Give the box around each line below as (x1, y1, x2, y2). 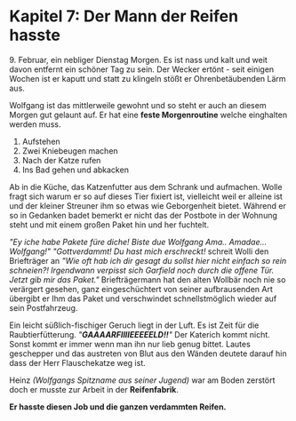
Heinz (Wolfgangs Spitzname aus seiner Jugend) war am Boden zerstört (9, 375, 276, 385)
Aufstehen (21, 136, 60, 147)
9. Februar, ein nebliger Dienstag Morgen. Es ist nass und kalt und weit (9, 54, 268, 65)
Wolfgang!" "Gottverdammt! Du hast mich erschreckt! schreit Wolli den (9, 246, 269, 257)
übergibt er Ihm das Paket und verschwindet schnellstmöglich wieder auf (9, 293, 277, 304)
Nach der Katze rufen (21, 155, 101, 165)
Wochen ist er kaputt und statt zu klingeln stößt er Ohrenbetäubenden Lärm (9, 73, 286, 83)
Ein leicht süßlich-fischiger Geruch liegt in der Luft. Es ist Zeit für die (9, 320, 260, 330)
